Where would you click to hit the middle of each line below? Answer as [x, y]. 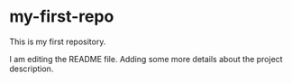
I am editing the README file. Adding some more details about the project [146, 59]
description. [32, 69]
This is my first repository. [58, 41]
